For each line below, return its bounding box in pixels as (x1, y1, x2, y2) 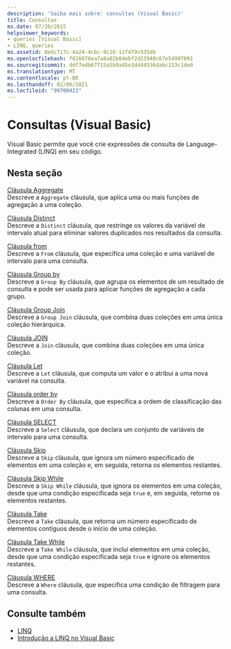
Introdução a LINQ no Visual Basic (17, 634, 115, 642)
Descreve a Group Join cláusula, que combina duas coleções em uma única (7, 313, 223, 321)
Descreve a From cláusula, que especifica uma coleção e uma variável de (7, 249, 215, 257)
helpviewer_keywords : (7, 29, 70, 37)
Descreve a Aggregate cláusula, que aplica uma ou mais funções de (7, 193, 199, 201)
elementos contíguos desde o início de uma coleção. (7, 524, 158, 533)
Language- (185, 140, 218, 149)
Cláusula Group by (7, 270, 60, 278)
